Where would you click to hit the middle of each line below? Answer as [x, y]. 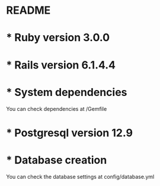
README [28, 10]
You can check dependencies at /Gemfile [57, 108]
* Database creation [57, 160]
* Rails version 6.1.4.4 [61, 65]
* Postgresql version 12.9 [70, 133]
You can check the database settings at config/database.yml [80, 176]
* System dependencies [67, 92]
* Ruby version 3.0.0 [58, 38]
